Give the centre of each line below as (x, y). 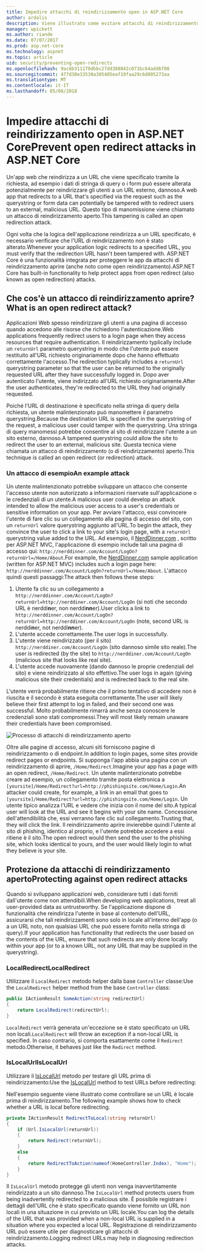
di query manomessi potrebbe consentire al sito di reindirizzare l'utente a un (102, 431)
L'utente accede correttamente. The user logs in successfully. (92, 634)
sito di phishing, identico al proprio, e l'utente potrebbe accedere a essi (95, 831)
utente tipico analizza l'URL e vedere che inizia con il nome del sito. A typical (101, 805)
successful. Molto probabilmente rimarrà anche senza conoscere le (91, 711)
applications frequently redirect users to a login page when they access (96, 335)
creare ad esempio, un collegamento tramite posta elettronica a (86, 779)
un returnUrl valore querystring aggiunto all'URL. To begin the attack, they (99, 525)
